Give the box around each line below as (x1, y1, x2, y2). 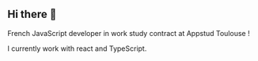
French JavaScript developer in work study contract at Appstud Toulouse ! (7, 28, 250, 38)
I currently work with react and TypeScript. (7, 44, 147, 53)
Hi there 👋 (7, 8, 57, 21)
